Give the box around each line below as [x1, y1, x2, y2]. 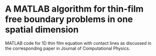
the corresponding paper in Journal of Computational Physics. [5, 45, 130, 51]
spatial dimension [5, 24, 79, 35]
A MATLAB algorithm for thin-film [5, 3, 144, 15]
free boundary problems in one [5, 14, 133, 25]
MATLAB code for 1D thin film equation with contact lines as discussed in [5, 40, 152, 46]
